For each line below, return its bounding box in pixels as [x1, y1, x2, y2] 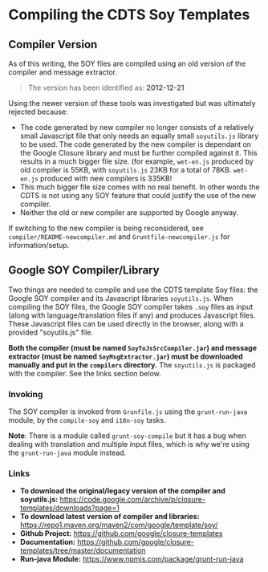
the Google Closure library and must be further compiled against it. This [19, 148, 258, 157]
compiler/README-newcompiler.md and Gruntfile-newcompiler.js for [8, 232, 230, 241]
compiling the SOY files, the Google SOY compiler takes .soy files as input [8, 302, 254, 311]
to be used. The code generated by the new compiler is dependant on [19, 140, 251, 149]
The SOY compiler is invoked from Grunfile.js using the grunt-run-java [8, 407, 248, 416]
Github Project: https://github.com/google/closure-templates [19, 529, 223, 538]
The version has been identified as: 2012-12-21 [27, 83, 185, 92]
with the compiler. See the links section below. [8, 368, 162, 378]
